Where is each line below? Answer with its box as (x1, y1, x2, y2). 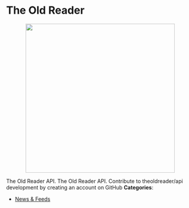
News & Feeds (14, 195, 51, 203)
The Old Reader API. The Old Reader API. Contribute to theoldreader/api (6, 177, 183, 185)
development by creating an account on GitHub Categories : (6, 184, 154, 191)
